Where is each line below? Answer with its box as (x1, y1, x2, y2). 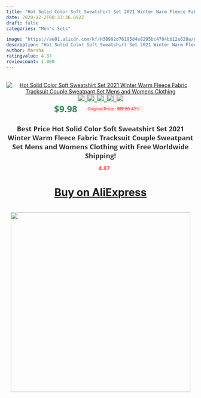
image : (6, 37, 23, 43)
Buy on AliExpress (54, 186, 147, 200)
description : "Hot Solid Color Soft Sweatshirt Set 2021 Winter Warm (6, 42, 184, 48)
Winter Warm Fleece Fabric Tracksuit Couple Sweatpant (8, 132, 193, 143)
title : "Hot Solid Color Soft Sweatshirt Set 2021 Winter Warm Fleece (6, 8, 186, 15)
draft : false (6, 20, 39, 26)
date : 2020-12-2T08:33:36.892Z (6, 14, 84, 20)
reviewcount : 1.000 (6, 58, 55, 65)
